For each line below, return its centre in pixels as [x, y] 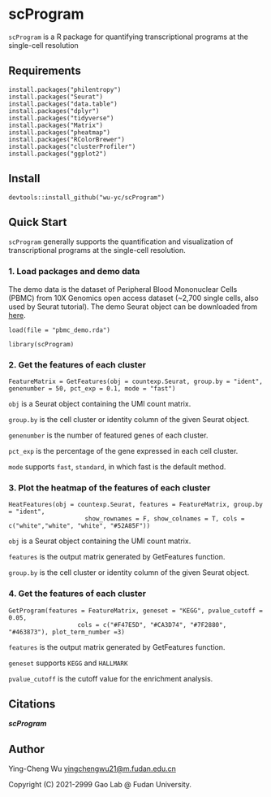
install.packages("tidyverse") [61, 118]
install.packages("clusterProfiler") [72, 146]
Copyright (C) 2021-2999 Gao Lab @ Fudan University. [100, 785]
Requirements [45, 71]
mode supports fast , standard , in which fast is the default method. [117, 466]
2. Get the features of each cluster [77, 364]
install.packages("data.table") [63, 104]
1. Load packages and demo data [74, 272]
